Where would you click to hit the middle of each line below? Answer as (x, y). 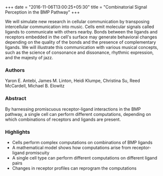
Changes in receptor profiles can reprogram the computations (74, 168)
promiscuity (37, 153)
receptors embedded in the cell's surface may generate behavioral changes (81, 37)
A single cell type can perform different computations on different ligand (84, 158)
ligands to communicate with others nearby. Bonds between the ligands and (81, 32)
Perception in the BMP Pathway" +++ (43, 12)
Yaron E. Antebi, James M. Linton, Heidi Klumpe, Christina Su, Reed (72, 81)
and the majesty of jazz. (29, 57)
